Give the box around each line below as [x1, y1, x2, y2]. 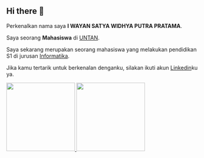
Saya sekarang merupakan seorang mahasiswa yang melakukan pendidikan [6, 46, 197, 53]
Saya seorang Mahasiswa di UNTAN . [6, 34, 100, 41]
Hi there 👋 [6, 6, 44, 16]
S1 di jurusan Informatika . [6, 52, 70, 60]
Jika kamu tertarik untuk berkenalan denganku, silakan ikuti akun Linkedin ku [6, 64, 198, 71]
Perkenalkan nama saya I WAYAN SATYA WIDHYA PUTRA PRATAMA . [6, 22, 183, 29]
